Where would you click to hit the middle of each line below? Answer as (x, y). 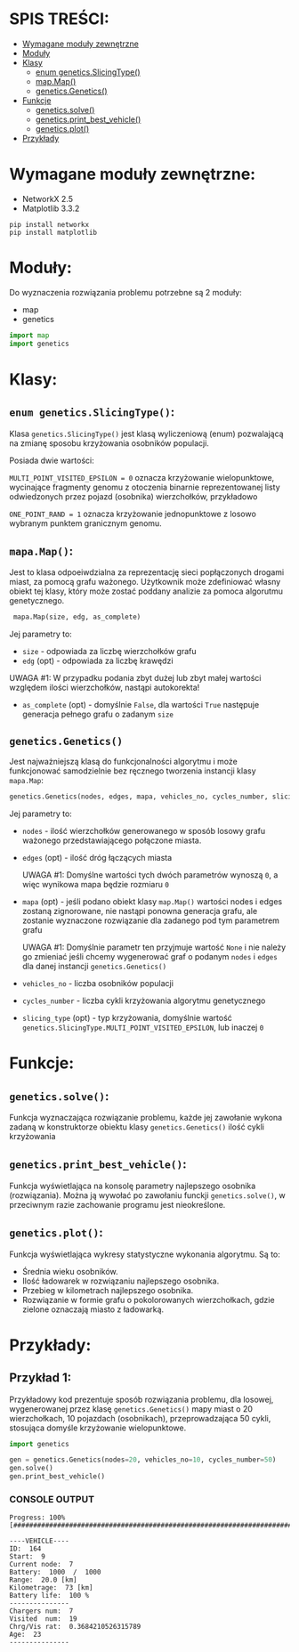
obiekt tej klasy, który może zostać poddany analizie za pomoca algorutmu (146, 591)
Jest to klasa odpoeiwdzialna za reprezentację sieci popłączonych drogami (147, 572)
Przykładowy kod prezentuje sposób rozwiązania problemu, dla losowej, (141, 1399)
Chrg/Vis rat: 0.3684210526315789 (75, 1627)
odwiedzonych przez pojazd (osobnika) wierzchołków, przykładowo (133, 496)
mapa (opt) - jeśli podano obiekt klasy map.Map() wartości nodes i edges (152, 901)
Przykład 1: (40, 1378)
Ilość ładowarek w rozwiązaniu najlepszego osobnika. (121, 1281)
